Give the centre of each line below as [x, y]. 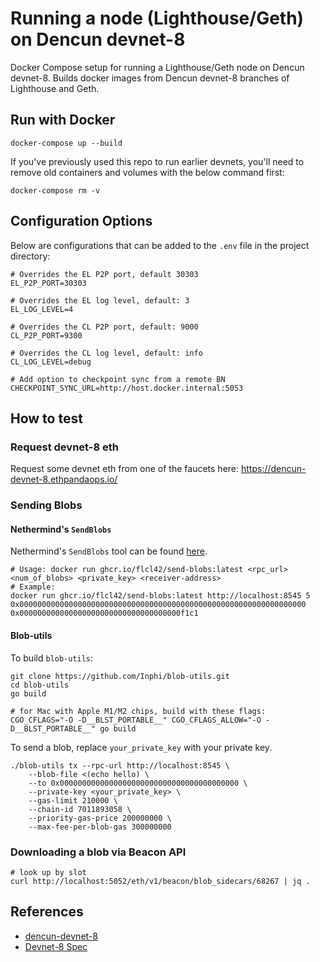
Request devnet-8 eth [64, 447]
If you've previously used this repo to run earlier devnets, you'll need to [157, 161]
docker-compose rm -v [55, 190]
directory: [30, 256]
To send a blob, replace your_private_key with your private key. [141, 747]
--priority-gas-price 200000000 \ [100, 818]
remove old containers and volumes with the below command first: [147, 172]
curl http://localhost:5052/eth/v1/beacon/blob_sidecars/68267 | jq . [160, 881]
